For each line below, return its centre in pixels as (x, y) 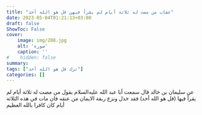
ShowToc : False (26, 29)
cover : (15, 35)
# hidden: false (31, 57)
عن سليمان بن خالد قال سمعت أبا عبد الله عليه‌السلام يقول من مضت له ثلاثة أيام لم (100, 92)
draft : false (23, 23)
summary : (17, 63)
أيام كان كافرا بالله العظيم (36, 105)
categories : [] (26, 75)
